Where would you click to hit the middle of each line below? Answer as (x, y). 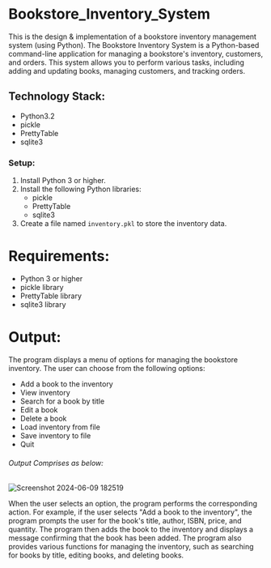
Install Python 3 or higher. (63, 181)
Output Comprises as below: (56, 463)
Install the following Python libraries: (80, 189)
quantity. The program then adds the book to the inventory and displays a (131, 530)
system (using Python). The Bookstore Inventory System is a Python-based (134, 45)
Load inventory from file (60, 427)
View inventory (45, 392)
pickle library (42, 287)
